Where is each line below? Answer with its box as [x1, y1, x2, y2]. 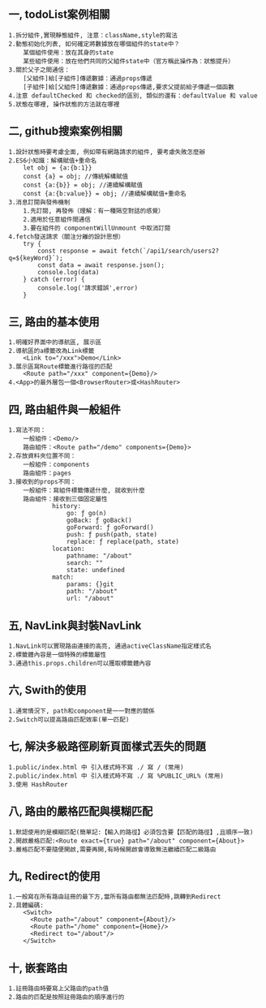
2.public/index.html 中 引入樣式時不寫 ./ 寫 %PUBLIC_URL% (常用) [8, 772, 225, 780]
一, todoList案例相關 [8, 7, 110, 22]
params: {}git [66, 580, 114, 588]
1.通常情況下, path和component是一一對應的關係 [8, 707, 156, 715]
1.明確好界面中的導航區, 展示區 [8, 338, 102, 347]
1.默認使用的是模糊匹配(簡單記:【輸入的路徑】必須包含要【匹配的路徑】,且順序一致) [8, 828, 254, 836]
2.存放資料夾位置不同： [8, 452, 77, 460]
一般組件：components [23, 461, 90, 469]
